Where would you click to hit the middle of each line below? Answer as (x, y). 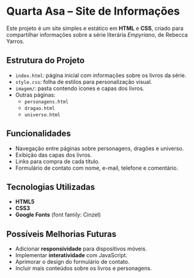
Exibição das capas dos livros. (53, 155)
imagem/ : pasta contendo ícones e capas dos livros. (80, 88)
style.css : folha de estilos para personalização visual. (84, 81)
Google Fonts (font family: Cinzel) (58, 215)
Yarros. (15, 41)
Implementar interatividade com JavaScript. (71, 255)
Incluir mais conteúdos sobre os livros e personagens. (83, 268)
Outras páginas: (35, 95)
